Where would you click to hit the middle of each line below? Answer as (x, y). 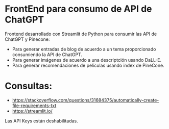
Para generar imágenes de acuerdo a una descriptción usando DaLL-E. (87, 60)
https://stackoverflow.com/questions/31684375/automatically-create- (86, 100)
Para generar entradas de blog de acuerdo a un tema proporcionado (84, 49)
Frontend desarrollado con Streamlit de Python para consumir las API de (81, 34)
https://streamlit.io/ (32, 111)
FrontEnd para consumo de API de (78, 9)
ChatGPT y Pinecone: (27, 39)
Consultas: (29, 86)
